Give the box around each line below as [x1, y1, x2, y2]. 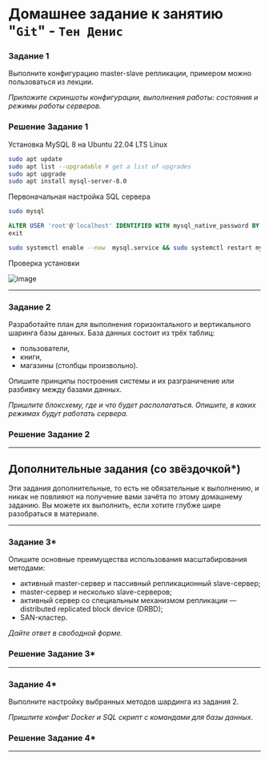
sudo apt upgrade [8, 170, 66, 178]
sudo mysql [8, 208, 45, 216]
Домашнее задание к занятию [8, 5, 224, 23]
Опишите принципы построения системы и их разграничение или [8, 376, 235, 386]
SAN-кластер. [19, 612, 68, 622]
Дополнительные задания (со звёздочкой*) [8, 462, 241, 475]
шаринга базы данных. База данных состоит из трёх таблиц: [8, 328, 215, 338]
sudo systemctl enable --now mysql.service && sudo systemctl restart [8, 244, 252, 252]
